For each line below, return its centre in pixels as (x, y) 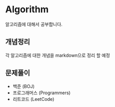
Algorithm (27, 9)
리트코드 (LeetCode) (33, 99)
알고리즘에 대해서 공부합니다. (34, 24)
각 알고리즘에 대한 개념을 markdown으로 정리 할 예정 (58, 55)
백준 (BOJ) (23, 86)
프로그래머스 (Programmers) (41, 93)
